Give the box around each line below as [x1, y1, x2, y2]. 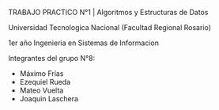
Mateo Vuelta [19, 85, 64, 95]
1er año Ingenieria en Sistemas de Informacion [8, 38, 160, 47]
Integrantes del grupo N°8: [8, 54, 96, 63]
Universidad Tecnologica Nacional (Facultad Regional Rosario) [8, 23, 212, 32]
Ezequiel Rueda [19, 78, 71, 86]
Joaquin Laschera [19, 94, 79, 103]
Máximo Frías [19, 69, 64, 78]
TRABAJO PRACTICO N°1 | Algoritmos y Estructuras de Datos [8, 8, 209, 17]
